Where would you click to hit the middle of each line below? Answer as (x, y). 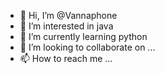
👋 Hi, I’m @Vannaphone (68, 15)
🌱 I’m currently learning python (83, 36)
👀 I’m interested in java (66, 26)
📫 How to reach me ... (66, 58)
